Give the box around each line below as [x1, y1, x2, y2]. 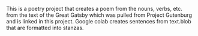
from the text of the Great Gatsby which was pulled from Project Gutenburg [6, 11, 192, 19]
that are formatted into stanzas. [6, 24, 84, 31]
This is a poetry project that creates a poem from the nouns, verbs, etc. [6, 5, 183, 12]
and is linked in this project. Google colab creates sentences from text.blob [6, 18, 192, 25]
